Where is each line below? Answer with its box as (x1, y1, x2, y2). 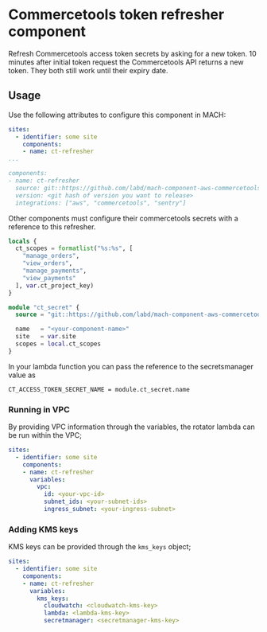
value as (8, 370, 36, 380)
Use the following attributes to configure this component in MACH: (8, 110, 226, 119)
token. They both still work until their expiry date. (8, 65, 168, 75)
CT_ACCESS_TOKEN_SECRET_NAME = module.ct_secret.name (8, 385, 191, 393)
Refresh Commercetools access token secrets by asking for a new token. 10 (8, 49, 257, 58)
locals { (8, 237, 37, 245)
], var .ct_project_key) (15, 281, 94, 290)
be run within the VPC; (8, 431, 82, 440)
